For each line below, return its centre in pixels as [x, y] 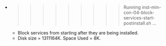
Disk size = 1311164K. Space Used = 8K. [59, 38]
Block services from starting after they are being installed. [78, 33]
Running [132, 7]
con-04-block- [139, 12]
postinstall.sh [137, 23]
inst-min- [151, 7]
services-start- [139, 18]
